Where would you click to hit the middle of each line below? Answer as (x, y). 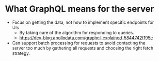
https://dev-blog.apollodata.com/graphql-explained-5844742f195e (86, 38)
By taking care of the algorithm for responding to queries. (77, 32)
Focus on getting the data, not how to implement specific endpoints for (83, 22)
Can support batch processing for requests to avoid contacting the (79, 43)
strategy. (21, 53)
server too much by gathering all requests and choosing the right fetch (83, 48)
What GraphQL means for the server (79, 9)
